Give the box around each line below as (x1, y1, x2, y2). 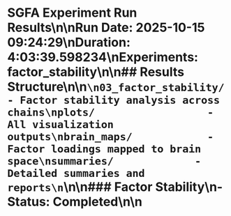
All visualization (7, 118, 114, 132)
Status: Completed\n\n (7, 194, 143, 210)
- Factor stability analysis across (7, 94, 221, 107)
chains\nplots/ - (7, 106, 214, 119)
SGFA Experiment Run (7, 5, 137, 21)
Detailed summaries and (7, 167, 145, 180)
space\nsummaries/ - (7, 155, 202, 168)
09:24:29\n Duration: (7, 35, 131, 50)
